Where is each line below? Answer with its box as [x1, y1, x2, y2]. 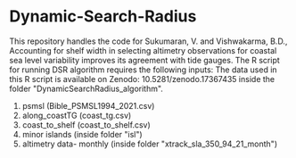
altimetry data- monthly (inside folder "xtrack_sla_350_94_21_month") [21, 138, 278, 149]
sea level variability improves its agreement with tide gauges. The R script [9, 54, 281, 65]
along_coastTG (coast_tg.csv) [21, 110, 132, 121]
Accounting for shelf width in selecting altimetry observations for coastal [9, 45, 277, 55]
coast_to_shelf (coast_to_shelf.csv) [21, 119, 152, 130]
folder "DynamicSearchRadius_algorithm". [9, 83, 163, 94]
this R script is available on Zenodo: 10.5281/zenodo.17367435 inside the [9, 73, 275, 84]
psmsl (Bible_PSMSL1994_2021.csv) [21, 100, 155, 111]
